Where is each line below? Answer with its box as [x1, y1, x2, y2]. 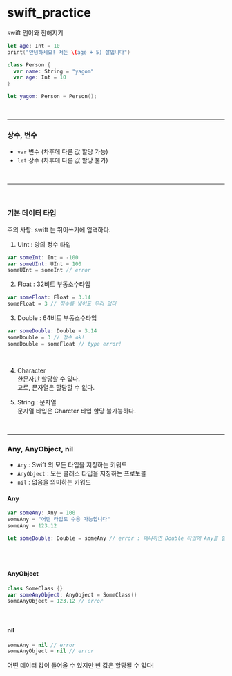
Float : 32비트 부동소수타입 [17, 280, 91, 288]
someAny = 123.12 [7, 522, 57, 529]
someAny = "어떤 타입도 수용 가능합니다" [7, 516, 110, 523]
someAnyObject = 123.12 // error [7, 598, 104, 605]
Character [17, 366, 46, 375]
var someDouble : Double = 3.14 [7, 328, 97, 335]
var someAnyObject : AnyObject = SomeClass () [7, 591, 137, 599]
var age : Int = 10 [13, 74, 67, 81]
